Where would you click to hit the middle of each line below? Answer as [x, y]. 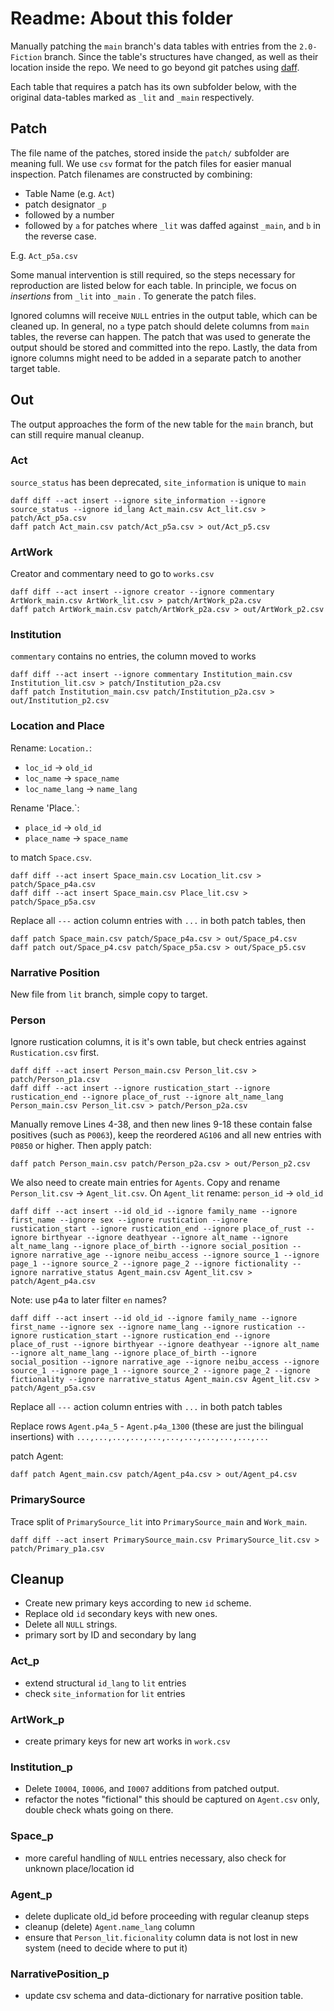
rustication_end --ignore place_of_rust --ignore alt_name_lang [147, 1097]
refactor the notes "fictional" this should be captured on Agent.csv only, [172, 1799]
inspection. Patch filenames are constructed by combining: [131, 174]
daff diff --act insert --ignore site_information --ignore [138, 500]
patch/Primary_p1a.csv [57, 1548]
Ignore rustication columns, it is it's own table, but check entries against [158, 1042]
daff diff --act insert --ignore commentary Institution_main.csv [151, 675]
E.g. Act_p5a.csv [44, 255]
